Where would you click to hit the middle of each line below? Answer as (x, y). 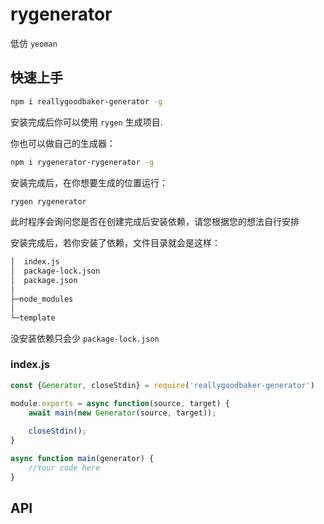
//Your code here (64, 468)
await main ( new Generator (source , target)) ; (122, 413)
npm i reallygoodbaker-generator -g (86, 101)
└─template (33, 318)
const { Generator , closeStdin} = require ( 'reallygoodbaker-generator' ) (162, 385)
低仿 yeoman (34, 43)
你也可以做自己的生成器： (63, 143)
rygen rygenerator (48, 201)
